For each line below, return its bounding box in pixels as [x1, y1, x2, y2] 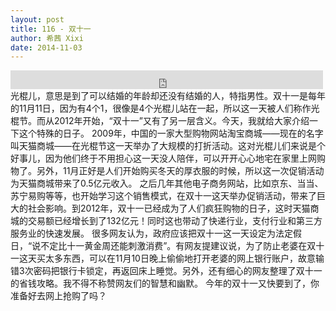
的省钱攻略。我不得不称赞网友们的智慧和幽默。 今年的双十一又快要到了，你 [10, 277, 320, 290]
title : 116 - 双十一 [10, 24, 92, 34]
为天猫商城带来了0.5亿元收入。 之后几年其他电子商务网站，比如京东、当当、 [10, 177, 324, 190]
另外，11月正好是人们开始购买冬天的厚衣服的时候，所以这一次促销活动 [36, 165, 325, 177]
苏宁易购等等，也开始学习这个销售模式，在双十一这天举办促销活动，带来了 [10, 190, 317, 202]
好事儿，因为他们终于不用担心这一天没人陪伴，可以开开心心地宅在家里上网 [10, 152, 317, 165]
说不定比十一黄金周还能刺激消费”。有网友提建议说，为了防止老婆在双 [31, 240, 317, 252]
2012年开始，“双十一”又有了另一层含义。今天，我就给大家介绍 [53, 115, 310, 127]
